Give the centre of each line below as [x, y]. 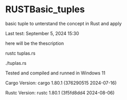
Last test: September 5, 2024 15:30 [42, 33]
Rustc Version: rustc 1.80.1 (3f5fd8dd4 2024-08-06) [60, 92]
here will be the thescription [35, 43]
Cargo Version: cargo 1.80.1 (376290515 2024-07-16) [61, 83]
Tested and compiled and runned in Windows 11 [55, 73]
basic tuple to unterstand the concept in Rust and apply [63, 23]
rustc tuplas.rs [20, 53]
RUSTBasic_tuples [45, 9]
